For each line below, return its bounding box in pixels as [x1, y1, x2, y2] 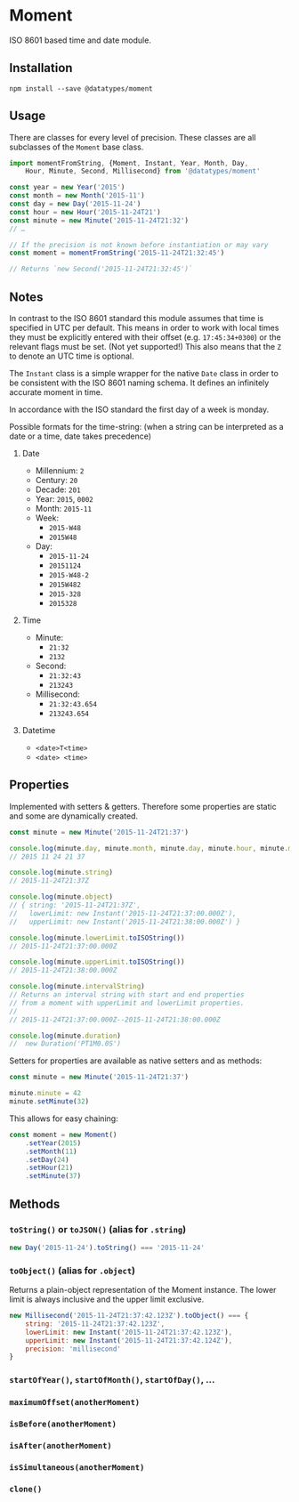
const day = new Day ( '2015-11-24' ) [9, 199, 141, 209]
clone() [9, 1483, 43, 1494]
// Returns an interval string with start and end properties [9, 990, 245, 999]
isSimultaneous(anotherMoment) [9, 1462, 145, 1473]
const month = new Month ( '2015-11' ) [9, 191, 145, 200]
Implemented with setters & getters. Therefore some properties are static [9, 801, 278, 812]
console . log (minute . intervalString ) [9, 982, 145, 991]
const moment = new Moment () [9, 1130, 117, 1139]
